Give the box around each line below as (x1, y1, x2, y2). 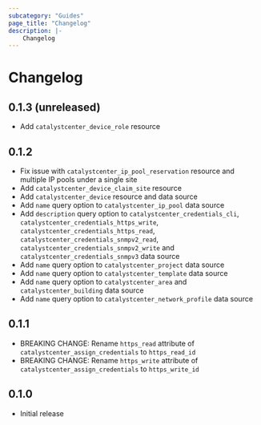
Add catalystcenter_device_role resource (19, 122, 161, 132)
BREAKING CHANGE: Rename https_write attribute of (19, 355, 199, 365)
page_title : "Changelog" (8, 19, 91, 27)
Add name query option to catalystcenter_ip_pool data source (19, 200, 225, 210)
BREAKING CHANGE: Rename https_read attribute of (19, 338, 195, 348)
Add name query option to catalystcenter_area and (19, 277, 187, 287)
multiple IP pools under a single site (19, 175, 138, 184)
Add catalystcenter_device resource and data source (19, 192, 199, 201)
